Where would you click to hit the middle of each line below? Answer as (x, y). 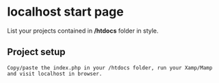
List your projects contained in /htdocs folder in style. (83, 31)
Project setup (37, 52)
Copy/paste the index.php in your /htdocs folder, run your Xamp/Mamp (110, 68)
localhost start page (66, 12)
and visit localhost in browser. (55, 73)
